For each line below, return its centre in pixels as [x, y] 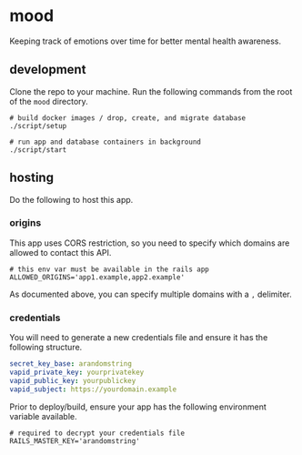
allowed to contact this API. [60, 252]
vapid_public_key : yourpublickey [73, 380]
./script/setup [38, 126]
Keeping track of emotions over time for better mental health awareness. [146, 41]
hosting [32, 178]
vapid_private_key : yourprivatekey [77, 373]
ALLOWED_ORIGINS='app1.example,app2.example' [97, 277]
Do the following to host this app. [71, 199]
